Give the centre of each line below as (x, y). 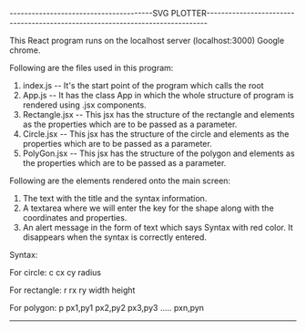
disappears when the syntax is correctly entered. (115, 237)
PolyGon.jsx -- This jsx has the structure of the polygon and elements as (158, 153)
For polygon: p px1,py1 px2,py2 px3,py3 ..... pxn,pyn (107, 308)
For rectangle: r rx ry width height (72, 290)
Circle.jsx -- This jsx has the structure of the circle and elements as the (156, 134)
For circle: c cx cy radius (56, 272)
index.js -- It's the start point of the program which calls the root (143, 85)
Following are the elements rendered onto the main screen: (120, 181)
